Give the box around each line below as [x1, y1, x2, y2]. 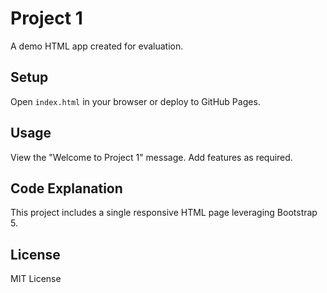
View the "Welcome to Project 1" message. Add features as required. [10, 151, 293, 163]
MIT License [10, 273, 62, 285]
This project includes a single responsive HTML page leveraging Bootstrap [10, 207, 318, 219]
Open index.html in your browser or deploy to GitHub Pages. [10, 95, 261, 107]
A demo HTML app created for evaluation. [10, 40, 184, 52]
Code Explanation [10, 180, 123, 197]
